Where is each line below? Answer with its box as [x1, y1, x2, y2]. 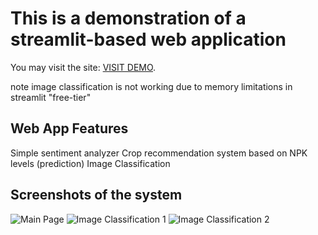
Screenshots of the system [10, 187, 183, 204]
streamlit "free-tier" [10, 91, 92, 103]
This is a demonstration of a [10, 7, 247, 30]
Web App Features [10, 120, 129, 137]
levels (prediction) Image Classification [10, 157, 171, 169]
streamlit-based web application [10, 28, 287, 51]
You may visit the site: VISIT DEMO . [10, 61, 157, 73]
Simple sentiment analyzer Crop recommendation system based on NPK [10, 147, 308, 159]
